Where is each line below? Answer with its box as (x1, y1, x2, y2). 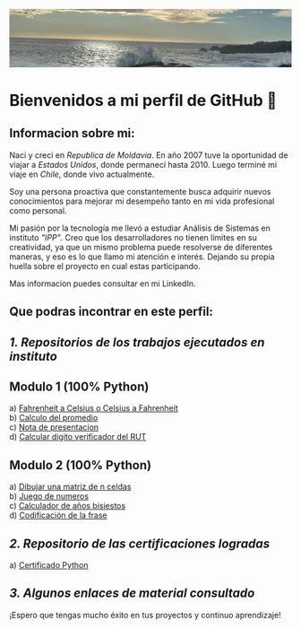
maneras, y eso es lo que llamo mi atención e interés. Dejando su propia (9, 251, 275, 262)
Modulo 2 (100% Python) (9, 458, 152, 473)
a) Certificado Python (9, 560, 89, 571)
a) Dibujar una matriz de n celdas (9, 481, 132, 493)
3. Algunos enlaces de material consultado (9, 586, 255, 601)
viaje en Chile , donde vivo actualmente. (9, 169, 155, 179)
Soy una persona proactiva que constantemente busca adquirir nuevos (9, 186, 271, 197)
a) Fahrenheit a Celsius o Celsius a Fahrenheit (9, 403, 178, 414)
